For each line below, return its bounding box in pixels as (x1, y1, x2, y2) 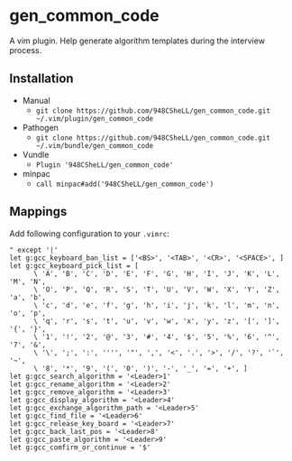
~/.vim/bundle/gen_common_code (35, 141, 154, 150)
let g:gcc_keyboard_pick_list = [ (9, 261, 140, 271)
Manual (22, 95, 51, 106)
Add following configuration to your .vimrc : (9, 227, 169, 239)
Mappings (9, 204, 68, 219)
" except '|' (9, 245, 59, 254)
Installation (9, 71, 74, 87)
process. (9, 44, 42, 55)
